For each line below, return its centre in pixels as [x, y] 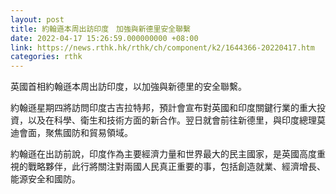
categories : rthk [46, 57]
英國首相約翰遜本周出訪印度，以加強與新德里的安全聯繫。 [128, 87]
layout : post [37, 19]
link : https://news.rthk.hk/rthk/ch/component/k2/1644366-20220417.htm [162, 47]
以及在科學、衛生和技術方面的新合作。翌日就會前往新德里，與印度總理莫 [176, 120]
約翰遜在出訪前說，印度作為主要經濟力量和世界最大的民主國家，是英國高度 [163, 154]
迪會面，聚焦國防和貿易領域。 [71, 133]
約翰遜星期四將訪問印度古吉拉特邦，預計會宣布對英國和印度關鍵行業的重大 [163, 108]
